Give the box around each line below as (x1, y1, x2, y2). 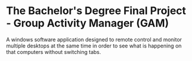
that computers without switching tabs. (6, 48, 102, 55)
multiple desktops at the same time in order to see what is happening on (6, 42, 182, 49)
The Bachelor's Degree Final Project (6, 4, 186, 18)
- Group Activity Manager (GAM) (6, 16, 170, 30)
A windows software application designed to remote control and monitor (6, 36, 182, 43)
